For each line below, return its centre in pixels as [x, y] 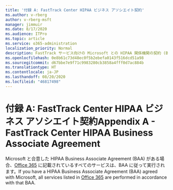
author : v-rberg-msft [29, 20]
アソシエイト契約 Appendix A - [90, 121]
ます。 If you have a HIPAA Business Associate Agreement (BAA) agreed [82, 171]
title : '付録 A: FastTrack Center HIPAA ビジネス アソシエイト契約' [75, 10]
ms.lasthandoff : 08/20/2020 [36, 77]
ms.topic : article [25, 39]
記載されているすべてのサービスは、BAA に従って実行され [104, 165]
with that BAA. [21, 182]
